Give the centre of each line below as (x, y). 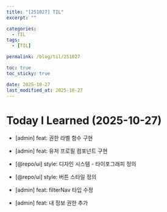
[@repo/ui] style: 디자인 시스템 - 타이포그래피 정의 (76, 164)
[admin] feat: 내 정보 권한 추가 (52, 203)
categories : (21, 29)
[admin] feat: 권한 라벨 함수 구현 (54, 138)
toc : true (19, 68)
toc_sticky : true (28, 73)
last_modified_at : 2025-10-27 (45, 90)
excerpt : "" (21, 18)
